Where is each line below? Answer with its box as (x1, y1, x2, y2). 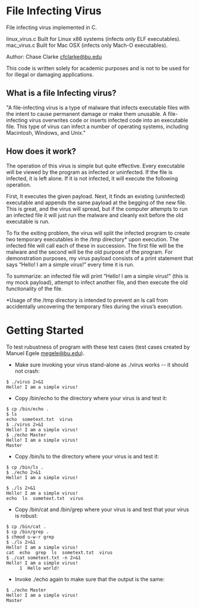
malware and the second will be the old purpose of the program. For (6, 248, 173, 255)
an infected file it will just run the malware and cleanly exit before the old (6, 211, 184, 218)
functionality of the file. (6, 285, 64, 292)
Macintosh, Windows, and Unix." (6, 129, 86, 136)
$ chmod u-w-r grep (6, 534, 55, 540)
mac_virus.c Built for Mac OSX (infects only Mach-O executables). (6, 42, 168, 49)
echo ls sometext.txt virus (6, 495, 84, 501)
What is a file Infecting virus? (6, 88, 117, 99)
